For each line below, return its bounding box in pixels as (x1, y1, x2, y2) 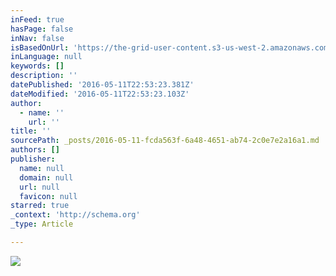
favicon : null (19, 191, 78, 201)
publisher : (10, 154, 56, 164)
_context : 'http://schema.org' (10, 210, 141, 220)
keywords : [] (10, 61, 65, 71)
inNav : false (10, 33, 65, 43)
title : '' (10, 126, 52, 136)
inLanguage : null (10, 52, 83, 62)
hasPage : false (10, 24, 74, 34)
